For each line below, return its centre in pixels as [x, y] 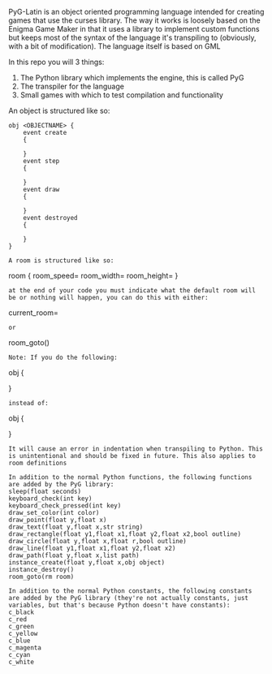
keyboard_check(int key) [50, 499]
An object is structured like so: [59, 110]
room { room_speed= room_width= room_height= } [93, 276]
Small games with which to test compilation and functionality [121, 95]
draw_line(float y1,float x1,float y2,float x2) [92, 548]
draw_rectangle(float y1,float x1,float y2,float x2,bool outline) [125, 534]
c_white [22, 662]
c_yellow [23, 633]
